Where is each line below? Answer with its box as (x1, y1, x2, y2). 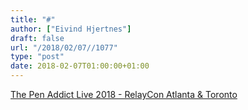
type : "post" (10, 52, 65, 62)
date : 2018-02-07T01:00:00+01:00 (10, 61, 150, 71)
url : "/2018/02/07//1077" (10, 42, 118, 53)
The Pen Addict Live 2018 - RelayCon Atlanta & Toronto (10, 89, 238, 100)
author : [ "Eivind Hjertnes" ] (10, 24, 132, 34)
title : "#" (10, 14, 56, 25)
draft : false (10, 33, 65, 43)
